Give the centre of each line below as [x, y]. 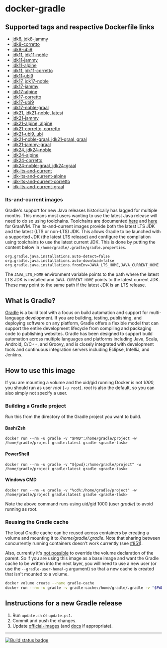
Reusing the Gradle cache [37, 522]
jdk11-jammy [25, 60]
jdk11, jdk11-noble [30, 55]
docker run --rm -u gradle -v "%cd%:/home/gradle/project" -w [71, 490]
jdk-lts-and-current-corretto [41, 181]
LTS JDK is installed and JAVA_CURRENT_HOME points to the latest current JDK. [83, 280]
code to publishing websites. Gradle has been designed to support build [79, 334]
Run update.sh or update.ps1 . [42, 615]
